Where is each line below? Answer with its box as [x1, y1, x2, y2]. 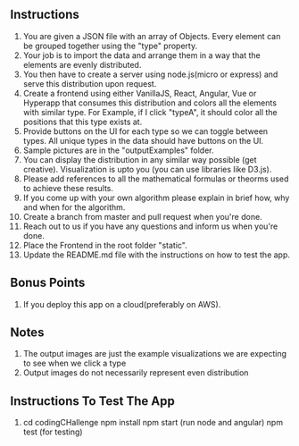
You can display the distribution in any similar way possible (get [22, 154, 257, 164]
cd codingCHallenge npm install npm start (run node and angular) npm [22, 417, 284, 428]
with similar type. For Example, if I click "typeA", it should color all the [22, 106, 278, 117]
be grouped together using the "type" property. [22, 40, 198, 51]
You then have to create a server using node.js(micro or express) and [22, 69, 278, 80]
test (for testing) [22, 426, 83, 437]
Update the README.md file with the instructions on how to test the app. [22, 249, 291, 260]
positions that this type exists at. [22, 116, 143, 127]
